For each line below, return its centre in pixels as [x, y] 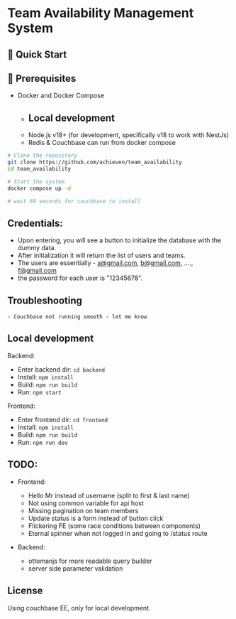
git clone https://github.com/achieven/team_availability [95, 162]
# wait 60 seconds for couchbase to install [74, 201]
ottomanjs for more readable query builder [90, 561]
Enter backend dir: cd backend [61, 369]
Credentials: [35, 223]
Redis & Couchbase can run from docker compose [102, 143]
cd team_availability [39, 168]
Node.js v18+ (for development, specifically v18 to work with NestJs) [128, 135]
